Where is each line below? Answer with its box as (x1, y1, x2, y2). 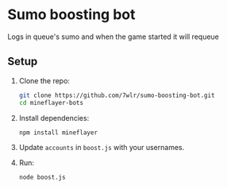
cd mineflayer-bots (18, 98, 84, 106)
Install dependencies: (18, 113, 90, 122)
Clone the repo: (18, 75, 71, 85)
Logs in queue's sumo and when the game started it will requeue (7, 32, 220, 41)
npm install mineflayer (18, 129, 98, 137)
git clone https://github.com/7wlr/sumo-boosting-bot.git (18, 91, 215, 99)
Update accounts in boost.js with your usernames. (18, 143, 185, 152)
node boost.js (18, 173, 66, 182)
